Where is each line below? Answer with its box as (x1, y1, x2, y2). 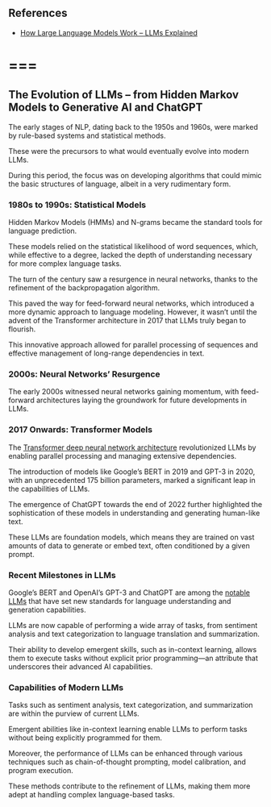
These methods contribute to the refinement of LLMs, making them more (8, 781, 251, 791)
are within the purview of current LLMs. (8, 709, 140, 718)
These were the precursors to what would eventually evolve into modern (8, 146, 249, 156)
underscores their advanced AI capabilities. (8, 662, 153, 672)
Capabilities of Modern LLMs (8, 681, 123, 693)
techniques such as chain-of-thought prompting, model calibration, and (8, 757, 246, 767)
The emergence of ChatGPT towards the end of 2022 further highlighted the (8, 499, 263, 509)
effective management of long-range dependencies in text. (8, 348, 205, 358)
